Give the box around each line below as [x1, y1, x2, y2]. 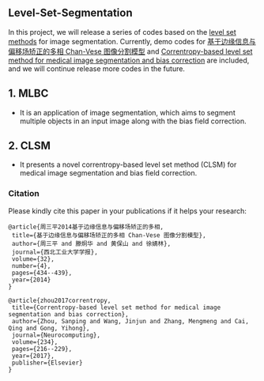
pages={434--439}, [11, 269, 73, 277]
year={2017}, [11, 352, 55, 360]
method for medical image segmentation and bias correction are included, [8, 55, 250, 65]
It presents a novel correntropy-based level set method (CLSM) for [19, 160, 237, 169]
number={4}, [11, 262, 51, 270]
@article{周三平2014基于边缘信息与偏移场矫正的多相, [8, 223, 164, 231]
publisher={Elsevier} [11, 359, 83, 367]
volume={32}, [11, 255, 55, 263]
